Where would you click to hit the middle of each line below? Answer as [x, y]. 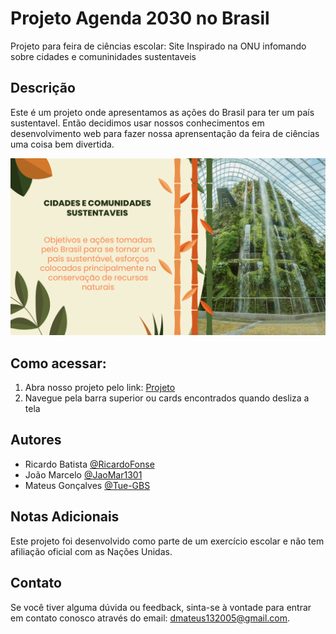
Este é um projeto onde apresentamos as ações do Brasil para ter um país [162, 112]
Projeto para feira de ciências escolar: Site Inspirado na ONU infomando [158, 46]
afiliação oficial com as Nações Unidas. [91, 551]
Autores [36, 440]
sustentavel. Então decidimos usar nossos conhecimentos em [137, 123]
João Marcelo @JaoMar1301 [83, 474]
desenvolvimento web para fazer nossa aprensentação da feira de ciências [165, 133]
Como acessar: [58, 363]
